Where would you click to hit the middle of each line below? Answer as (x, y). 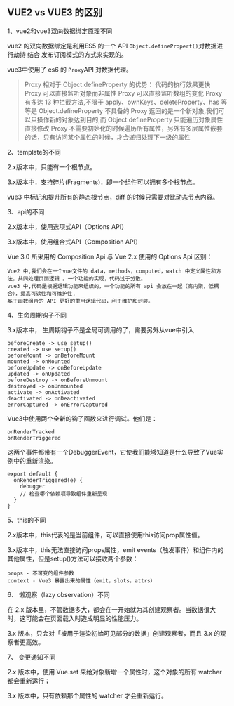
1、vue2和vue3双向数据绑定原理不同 (60, 31)
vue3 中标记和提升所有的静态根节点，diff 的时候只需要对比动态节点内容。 (113, 197)
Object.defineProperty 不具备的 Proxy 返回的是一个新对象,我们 (128, 110)
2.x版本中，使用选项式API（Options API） (68, 226)
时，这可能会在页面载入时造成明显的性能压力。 (75, 618)
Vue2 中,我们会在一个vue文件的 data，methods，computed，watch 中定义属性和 (112, 271)
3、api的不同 (26, 211)
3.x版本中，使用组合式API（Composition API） (74, 242)
